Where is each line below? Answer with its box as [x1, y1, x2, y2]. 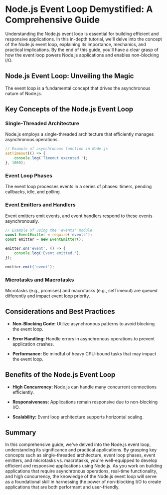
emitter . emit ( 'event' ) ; [5, 264, 55, 269]
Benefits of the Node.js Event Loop [5, 370, 116, 379]
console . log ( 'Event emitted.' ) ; [14, 251, 81, 256]
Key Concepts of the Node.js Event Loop [5, 105, 134, 114]
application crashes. [12, 341, 54, 347]
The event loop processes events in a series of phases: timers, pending [5, 184, 152, 190]
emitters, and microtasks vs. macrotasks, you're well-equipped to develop [5, 457, 158, 463]
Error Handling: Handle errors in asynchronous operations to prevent [12, 335, 155, 341]
